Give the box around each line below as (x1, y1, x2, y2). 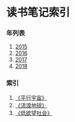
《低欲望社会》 (15, 109, 53, 117)
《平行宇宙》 (15, 94, 47, 101)
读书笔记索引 (6, 5, 71, 20)
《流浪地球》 (15, 101, 47, 109)
